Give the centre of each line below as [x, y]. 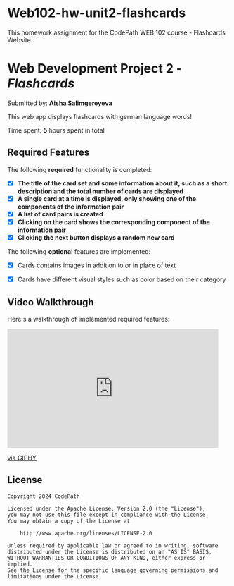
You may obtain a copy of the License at [69, 521]
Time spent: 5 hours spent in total [56, 130]
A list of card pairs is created [60, 214]
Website [19, 39]
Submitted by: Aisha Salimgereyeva [60, 103]
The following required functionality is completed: [80, 169]
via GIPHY [22, 458]
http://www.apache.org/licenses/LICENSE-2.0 [86, 533]
